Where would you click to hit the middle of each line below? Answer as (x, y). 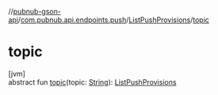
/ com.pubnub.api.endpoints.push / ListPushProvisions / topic (114, 20)
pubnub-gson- (37, 11)
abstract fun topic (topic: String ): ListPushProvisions (92, 82)
